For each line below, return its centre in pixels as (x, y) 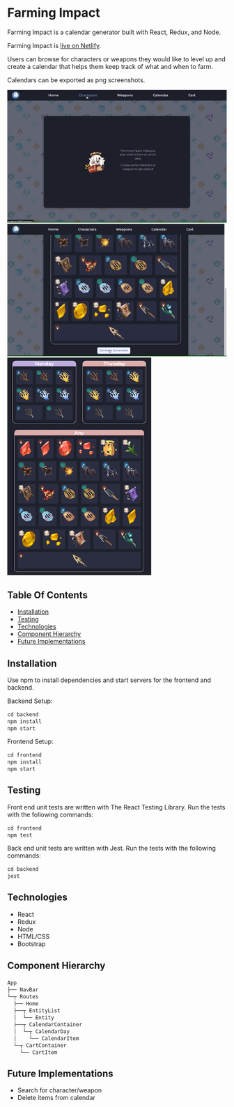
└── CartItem (39, 1052)
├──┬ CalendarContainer (48, 1024)
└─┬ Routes (23, 997)
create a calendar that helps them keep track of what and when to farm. (110, 66)
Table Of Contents (48, 595)
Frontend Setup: (30, 742)
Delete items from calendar (56, 1098)
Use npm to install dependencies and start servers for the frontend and (109, 680)
